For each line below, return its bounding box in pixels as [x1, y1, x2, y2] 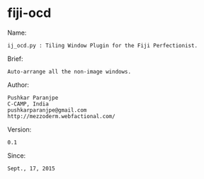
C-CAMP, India [7, 100, 50, 108]
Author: [7, 80, 30, 89]
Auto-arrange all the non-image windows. [7, 68, 132, 75]
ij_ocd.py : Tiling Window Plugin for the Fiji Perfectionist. [7, 42, 198, 49]
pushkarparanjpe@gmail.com [7, 106, 87, 114]
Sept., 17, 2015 [7, 165, 55, 172]
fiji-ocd [7, 5, 52, 21]
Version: [7, 125, 32, 134]
